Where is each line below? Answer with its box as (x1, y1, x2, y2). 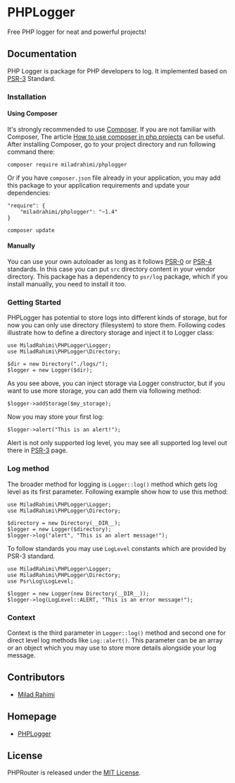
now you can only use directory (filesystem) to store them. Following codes (7, 321, 226, 329)
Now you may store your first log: (7, 413, 104, 421)
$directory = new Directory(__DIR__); (7, 519, 121, 526)
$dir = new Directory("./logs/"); (7, 360, 109, 368)
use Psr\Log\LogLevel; (7, 578, 74, 585)
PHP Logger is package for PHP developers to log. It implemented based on (7, 66, 227, 75)
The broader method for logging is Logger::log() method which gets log (7, 480, 218, 488)
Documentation (7, 48, 77, 60)
